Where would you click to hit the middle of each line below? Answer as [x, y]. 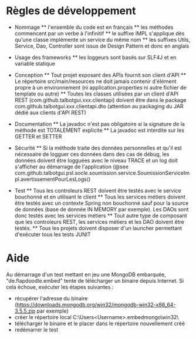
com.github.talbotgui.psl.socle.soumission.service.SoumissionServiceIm [102, 173]
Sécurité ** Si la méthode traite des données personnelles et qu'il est [98, 148]
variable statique [35, 64]
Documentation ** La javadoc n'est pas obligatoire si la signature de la [99, 124]
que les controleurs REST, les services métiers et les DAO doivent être [99, 221]
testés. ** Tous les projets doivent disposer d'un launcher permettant [98, 228]
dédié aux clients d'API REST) [50, 112]
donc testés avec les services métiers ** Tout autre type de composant [101, 216]
